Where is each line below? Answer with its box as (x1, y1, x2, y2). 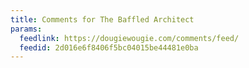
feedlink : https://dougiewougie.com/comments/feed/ (19, 33, 240, 43)
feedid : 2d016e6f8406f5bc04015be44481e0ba (19, 42, 199, 53)
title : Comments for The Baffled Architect (10, 14, 195, 25)
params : (10, 24, 43, 34)
